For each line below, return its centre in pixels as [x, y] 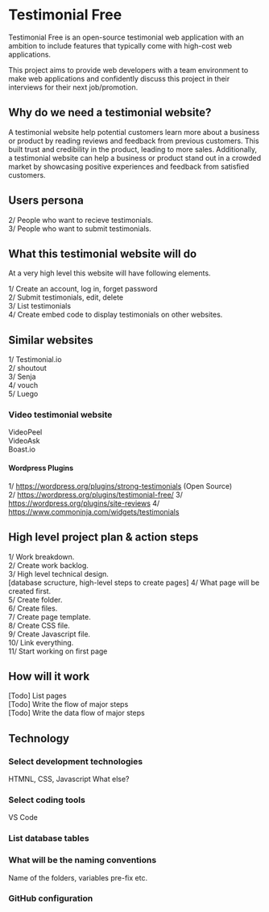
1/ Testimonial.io [35, 359]
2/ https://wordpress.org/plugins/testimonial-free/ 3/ [96, 494]
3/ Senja [22, 376]
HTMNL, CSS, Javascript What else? [69, 779]
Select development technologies [76, 761]
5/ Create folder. [35, 599]
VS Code [23, 817]
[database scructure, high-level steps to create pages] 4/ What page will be [134, 582]
